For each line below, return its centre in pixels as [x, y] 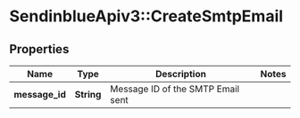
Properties [39, 49]
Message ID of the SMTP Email [175, 89]
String [88, 94]
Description [181, 74]
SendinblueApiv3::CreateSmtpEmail [146, 16]
